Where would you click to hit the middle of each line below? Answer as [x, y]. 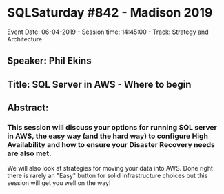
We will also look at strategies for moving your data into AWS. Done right [110, 168]
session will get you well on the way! [59, 183]
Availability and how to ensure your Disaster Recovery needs [111, 145]
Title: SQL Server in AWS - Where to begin [99, 84]
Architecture [25, 39]
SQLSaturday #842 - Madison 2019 [110, 13]
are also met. [29, 153]
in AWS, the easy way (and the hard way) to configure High [108, 136]
